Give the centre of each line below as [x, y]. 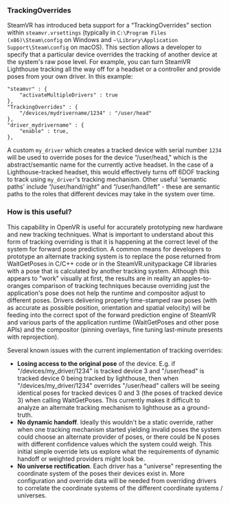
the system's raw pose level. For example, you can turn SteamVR [99, 62]
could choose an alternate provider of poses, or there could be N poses [118, 437]
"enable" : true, [44, 132]
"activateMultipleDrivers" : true [69, 95]
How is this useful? [39, 212]
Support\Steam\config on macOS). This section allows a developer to [104, 48]
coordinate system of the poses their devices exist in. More [101, 473]
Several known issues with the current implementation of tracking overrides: [115, 350]
